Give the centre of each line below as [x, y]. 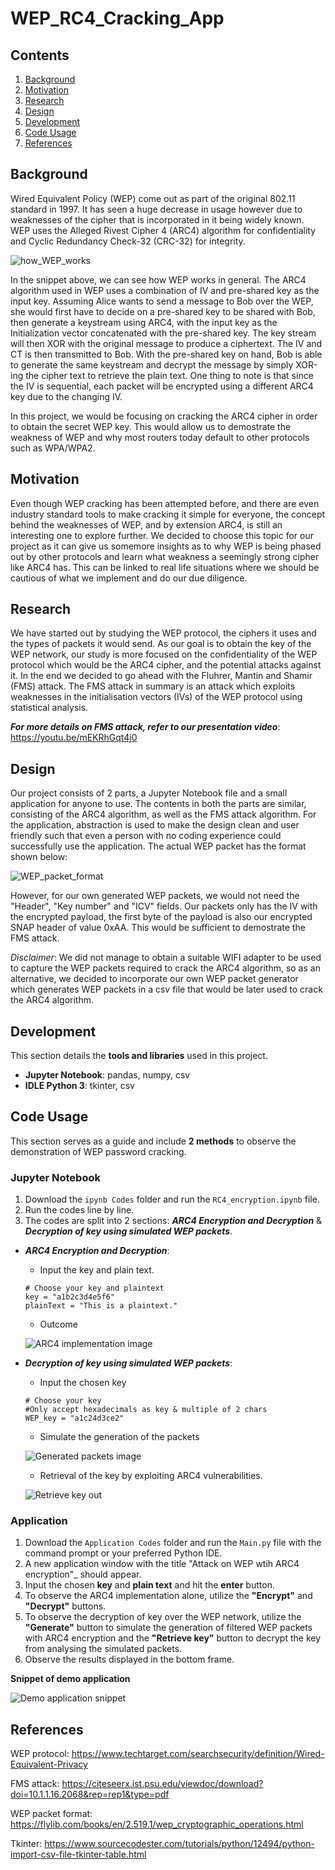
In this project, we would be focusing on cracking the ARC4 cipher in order [164, 416]
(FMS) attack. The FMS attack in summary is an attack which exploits [153, 686]
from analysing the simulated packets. [103, 1649]
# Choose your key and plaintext [94, 1288]
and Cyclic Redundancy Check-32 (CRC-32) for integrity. [128, 241]
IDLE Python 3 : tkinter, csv [79, 1086]
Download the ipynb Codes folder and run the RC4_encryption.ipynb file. [172, 1199]
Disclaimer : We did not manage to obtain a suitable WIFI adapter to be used [166, 958]
